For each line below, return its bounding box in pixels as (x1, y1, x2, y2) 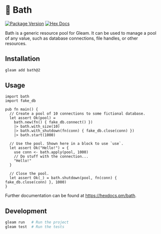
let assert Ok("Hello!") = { (9, 145, 69, 151)
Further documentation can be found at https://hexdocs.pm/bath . (5, 193, 137, 199)
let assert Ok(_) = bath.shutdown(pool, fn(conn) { (9, 176, 117, 181)
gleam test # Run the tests (5, 225, 65, 230)
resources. (5, 40, 27, 46)
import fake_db (5, 98, 36, 103)
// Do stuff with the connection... (14, 154, 89, 159)
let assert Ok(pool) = (9, 116, 56, 120)
